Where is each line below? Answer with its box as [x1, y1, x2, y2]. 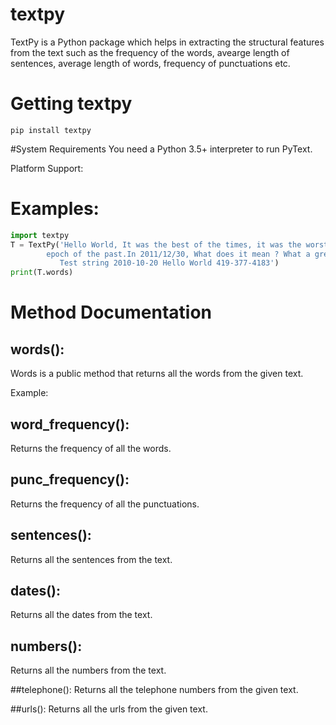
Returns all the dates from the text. [10, 609, 153, 621]
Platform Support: [10, 162, 84, 174]
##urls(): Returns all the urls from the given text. [10, 703, 208, 715]
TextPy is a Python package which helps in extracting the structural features [10, 36, 325, 48]
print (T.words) [10, 268, 74, 278]
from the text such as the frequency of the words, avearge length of [10, 46, 290, 58]
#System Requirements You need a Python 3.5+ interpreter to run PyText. [10, 143, 313, 155]
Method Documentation [10, 301, 213, 324]
